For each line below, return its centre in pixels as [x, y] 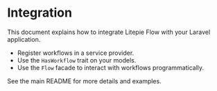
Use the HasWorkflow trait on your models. [77, 60]
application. [24, 39]
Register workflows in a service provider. [76, 53]
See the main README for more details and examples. [84, 81]
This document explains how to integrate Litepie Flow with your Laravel [109, 32]
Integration [40, 13]
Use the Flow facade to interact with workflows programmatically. [111, 67]
